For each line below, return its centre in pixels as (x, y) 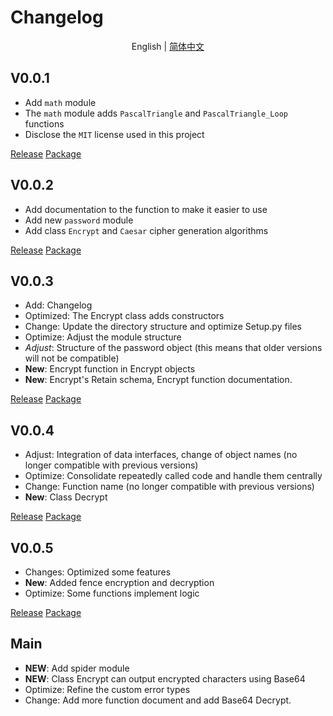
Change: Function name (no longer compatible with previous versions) (169, 487)
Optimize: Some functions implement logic (112, 593)
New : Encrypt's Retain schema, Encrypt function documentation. (158, 380)
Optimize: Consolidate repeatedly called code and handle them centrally (173, 476)
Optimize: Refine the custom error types (107, 689)
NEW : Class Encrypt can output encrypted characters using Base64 (165, 678)
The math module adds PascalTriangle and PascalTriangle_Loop (156, 113)
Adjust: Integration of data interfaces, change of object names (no (161, 455)
